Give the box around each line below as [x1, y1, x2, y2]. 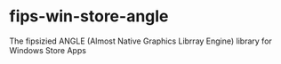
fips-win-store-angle [9, 6, 169, 27]
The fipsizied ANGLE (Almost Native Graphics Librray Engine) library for [9, 36, 273, 46]
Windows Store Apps [9, 44, 87, 55]
